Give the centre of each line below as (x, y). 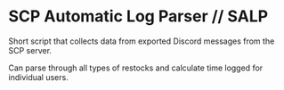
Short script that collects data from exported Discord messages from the (142, 41)
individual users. (38, 77)
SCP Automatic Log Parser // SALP (138, 16)
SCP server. (30, 50)
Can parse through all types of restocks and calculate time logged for (136, 68)
